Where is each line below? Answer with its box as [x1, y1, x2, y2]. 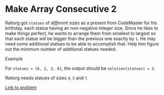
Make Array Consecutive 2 [5, 3, 117, 15]
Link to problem [5, 84, 37, 90]
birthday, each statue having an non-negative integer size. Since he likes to [5, 25, 159, 31]
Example [5, 55, 23, 61]
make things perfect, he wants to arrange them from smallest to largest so [5, 30, 156, 36]
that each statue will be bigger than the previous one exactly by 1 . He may [5, 36, 156, 42]
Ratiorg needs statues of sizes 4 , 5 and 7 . [5, 75, 88, 81]
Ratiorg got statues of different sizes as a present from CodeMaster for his [5, 20, 157, 26]
